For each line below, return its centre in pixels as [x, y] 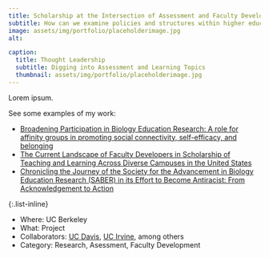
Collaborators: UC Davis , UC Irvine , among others [102, 236]
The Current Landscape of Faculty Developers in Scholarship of [125, 154]
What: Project [42, 228]
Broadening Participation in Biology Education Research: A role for [129, 128]
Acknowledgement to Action [67, 188]
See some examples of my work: [62, 113]
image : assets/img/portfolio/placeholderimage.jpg [94, 30]
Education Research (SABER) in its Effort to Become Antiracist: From [132, 179]
